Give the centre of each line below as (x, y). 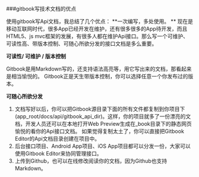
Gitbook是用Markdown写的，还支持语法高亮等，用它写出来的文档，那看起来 (99, 69)
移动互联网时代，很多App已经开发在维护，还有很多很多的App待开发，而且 (97, 29)
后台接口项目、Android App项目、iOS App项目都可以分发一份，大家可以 (103, 146)
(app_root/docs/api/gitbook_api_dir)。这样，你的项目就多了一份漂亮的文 (103, 116)
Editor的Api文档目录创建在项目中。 (57, 139)
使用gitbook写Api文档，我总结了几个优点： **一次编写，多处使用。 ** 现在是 (100, 21)
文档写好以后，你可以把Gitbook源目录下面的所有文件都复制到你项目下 (100, 109)
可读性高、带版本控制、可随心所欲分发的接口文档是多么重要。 (82, 44)
